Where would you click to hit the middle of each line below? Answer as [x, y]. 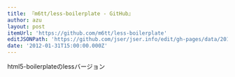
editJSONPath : [28, 40]
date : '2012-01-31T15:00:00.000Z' [58, 46]
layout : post [26, 26]
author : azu [24, 20]
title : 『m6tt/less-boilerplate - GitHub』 [71, 14]
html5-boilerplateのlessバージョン [56, 66]
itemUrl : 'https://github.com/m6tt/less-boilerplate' [87, 33]
